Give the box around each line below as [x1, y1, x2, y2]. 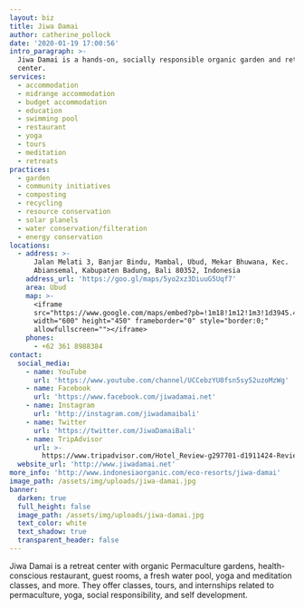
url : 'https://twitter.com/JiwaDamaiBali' [33, 426, 196, 435]
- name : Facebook [25, 384, 91, 393]
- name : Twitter [25, 418, 88, 427]
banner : [9, 485, 39, 494]
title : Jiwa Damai [9, 22, 79, 31]
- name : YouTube [25, 367, 88, 376]
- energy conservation [17, 232, 103, 241]
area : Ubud [25, 283, 67, 292]
